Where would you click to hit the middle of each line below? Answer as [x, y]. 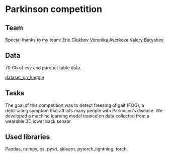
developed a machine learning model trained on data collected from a [77, 116]
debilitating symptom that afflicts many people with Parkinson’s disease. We [84, 110]
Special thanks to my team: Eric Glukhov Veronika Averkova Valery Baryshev [84, 40]
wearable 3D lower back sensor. [38, 121]
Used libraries [28, 137]
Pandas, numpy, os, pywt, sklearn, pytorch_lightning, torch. [67, 149]
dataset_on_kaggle [25, 77]
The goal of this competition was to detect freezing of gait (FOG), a [75, 105]
